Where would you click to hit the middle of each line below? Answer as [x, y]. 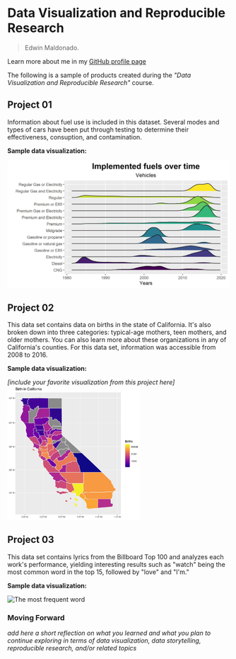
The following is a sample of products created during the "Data [99, 75]
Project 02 [31, 308]
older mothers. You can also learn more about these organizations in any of [117, 340]
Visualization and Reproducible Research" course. [81, 82]
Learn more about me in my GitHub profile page [77, 61]
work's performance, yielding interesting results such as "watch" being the [117, 564]
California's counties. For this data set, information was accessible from [112, 348]
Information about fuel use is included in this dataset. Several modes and [113, 122]
